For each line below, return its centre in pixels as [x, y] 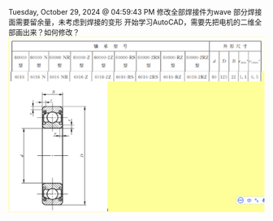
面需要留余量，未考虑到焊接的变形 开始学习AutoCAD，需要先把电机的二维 [132, 22]
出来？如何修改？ [51, 32]
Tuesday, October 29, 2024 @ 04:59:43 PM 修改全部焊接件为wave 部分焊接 [135, 12]
